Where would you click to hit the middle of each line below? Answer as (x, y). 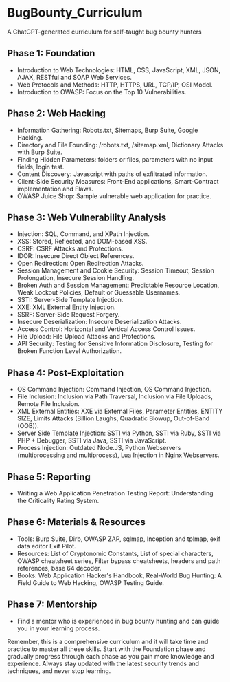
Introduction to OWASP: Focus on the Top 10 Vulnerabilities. (102, 92)
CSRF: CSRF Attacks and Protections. (70, 248)
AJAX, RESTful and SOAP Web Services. (74, 77)
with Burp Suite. (40, 152)
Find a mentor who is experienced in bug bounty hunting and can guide (118, 621)
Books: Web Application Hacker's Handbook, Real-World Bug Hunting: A (119, 575)
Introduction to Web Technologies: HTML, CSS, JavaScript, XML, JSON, (119, 70)
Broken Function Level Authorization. (69, 351)
